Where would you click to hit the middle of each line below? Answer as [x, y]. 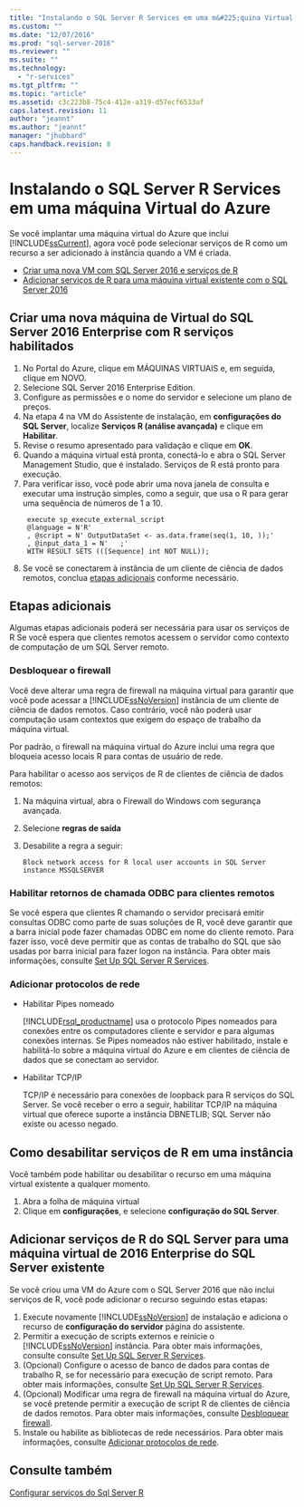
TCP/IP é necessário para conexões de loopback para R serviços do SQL [158, 1095]
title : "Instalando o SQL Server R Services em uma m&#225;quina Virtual [152, 18]
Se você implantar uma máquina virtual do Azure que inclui [119, 233]
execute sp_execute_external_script [96, 519]
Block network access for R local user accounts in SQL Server [144, 862]
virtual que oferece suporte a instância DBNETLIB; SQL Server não [147, 1115]
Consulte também [61, 1470]
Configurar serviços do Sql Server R [77, 1493]
